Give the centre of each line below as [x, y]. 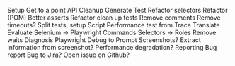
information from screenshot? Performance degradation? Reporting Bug [112, 47]
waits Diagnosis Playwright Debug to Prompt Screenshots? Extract [104, 40]
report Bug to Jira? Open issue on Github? [69, 55]
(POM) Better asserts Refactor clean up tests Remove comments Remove [114, 18]
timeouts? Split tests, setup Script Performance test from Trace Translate [114, 25]
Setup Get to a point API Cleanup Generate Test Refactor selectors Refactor [117, 10]
